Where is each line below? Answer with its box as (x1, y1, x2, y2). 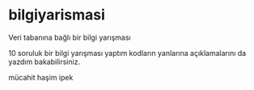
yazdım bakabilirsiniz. (8, 57, 81, 66)
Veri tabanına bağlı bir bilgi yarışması (8, 32, 131, 42)
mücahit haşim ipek (8, 72, 74, 82)
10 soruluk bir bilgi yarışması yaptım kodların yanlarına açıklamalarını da (8, 48, 247, 58)
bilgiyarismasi (8, 6, 105, 24)
